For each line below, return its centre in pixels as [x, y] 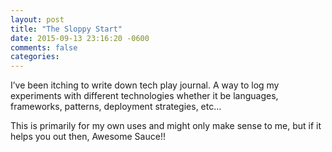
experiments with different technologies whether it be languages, [144, 96]
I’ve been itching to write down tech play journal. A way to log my [145, 85]
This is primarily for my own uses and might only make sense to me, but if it [166, 126]
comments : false [44, 47]
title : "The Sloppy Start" [66, 29]
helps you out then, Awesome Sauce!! [88, 137]
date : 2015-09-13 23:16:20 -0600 [80, 38]
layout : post [37, 19]
